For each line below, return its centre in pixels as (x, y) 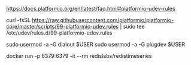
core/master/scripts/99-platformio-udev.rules (62, 27)
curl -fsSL (19, 20)
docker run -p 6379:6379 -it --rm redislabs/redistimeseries (79, 56)
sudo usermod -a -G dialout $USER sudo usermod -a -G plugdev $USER (96, 44)
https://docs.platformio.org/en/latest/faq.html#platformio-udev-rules (91, 9)
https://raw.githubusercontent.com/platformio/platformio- (103, 20)
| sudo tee (132, 27)
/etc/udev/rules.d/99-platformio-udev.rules (59, 33)
